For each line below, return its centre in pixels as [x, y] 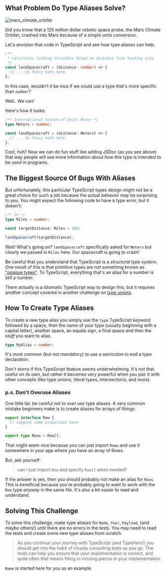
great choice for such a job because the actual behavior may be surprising [81, 195]
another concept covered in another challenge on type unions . [69, 292]
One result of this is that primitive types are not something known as [75, 267]
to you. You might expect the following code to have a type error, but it [77, 201]
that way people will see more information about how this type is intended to [83, 157]
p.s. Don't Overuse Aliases [38, 393]
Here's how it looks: [26, 111]
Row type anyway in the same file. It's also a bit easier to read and [72, 490]
